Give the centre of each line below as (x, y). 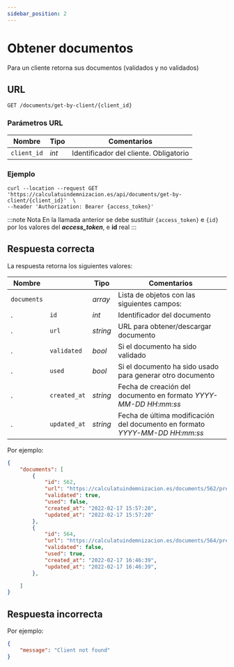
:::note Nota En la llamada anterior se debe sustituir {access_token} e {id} (113, 219)
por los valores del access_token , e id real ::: (72, 227)
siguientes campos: (150, 303)
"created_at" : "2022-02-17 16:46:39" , (101, 560)
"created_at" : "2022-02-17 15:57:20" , (101, 508)
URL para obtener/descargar (165, 326)
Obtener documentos (70, 48)
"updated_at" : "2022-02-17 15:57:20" (99, 515)
